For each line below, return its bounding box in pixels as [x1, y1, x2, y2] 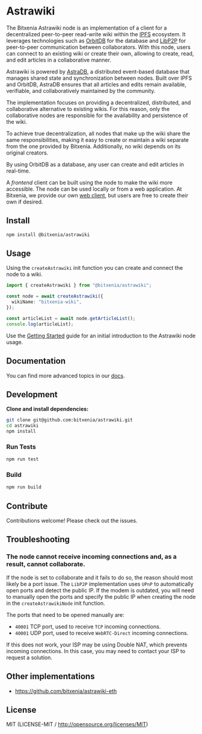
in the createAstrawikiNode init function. [6, 599, 105, 607]
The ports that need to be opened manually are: [6, 611, 124, 618]
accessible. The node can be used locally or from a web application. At [6, 185, 182, 193]
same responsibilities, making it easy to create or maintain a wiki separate [6, 136, 189, 143]
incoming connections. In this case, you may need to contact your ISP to [6, 647, 186, 654]
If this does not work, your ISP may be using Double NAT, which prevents [6, 641, 188, 648]
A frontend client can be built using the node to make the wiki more [6, 179, 173, 186]
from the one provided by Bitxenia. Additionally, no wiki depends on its [6, 142, 181, 150]
